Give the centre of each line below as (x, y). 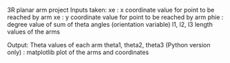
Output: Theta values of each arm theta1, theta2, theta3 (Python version (109, 45)
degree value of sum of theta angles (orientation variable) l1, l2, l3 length (110, 24)
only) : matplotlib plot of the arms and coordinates (78, 52)
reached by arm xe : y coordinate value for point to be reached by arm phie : (115, 17)
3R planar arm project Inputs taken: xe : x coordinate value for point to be (111, 10)
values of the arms (34, 32)
